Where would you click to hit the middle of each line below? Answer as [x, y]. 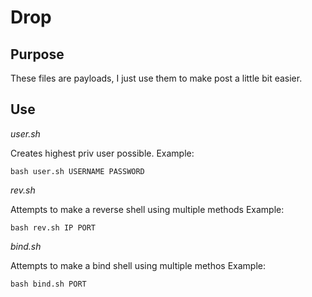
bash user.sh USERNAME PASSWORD [77, 171]
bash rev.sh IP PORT [53, 227]
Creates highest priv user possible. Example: [102, 153]
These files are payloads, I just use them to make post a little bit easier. [156, 78]
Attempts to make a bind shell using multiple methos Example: [138, 265]
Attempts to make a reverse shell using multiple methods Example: [147, 209]
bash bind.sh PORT [48, 284]
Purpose [37, 54]
